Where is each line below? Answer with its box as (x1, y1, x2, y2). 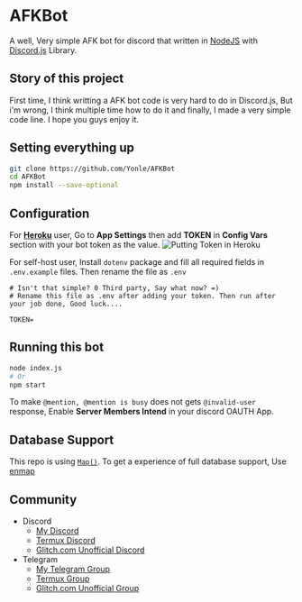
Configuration (9, 205, 90, 221)
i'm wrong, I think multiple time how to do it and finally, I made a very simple (9, 105, 291, 115)
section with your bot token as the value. (9, 240, 160, 250)
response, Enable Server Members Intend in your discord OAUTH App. (9, 406, 275, 417)
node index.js (9, 363, 63, 372)
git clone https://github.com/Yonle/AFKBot (9, 164, 176, 173)
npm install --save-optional (9, 181, 119, 190)
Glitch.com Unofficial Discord (35, 544, 145, 555)
